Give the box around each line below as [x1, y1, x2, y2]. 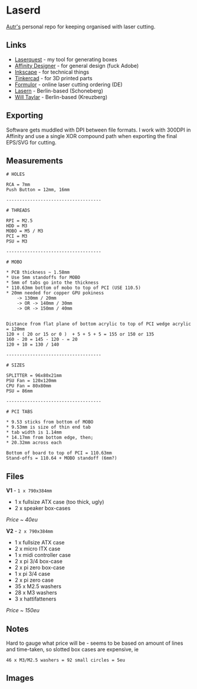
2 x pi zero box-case [14, 564, 65, 571]
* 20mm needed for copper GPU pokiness [6, 290, 104, 296]
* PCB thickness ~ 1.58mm [6, 270, 70, 275]
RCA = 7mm [6, 182, 31, 188]
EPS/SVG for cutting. [6, 139, 57, 146]
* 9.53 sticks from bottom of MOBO [6, 419, 94, 425]
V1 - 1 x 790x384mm [6, 487, 52, 494]
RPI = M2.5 [6, 218, 33, 224]
